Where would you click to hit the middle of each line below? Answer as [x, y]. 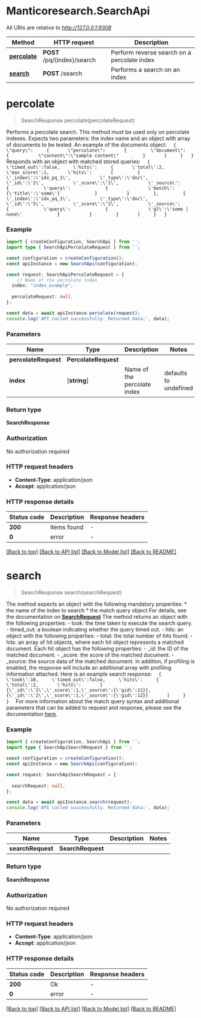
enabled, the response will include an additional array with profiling [89, 668]
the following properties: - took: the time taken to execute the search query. [99, 623]
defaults [176, 373]
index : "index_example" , [42, 285]
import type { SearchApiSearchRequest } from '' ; [69, 747]
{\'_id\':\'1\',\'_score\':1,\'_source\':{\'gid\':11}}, [79, 690]
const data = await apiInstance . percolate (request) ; [73, 313]
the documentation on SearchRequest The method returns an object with [97, 617]
